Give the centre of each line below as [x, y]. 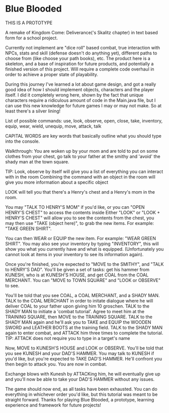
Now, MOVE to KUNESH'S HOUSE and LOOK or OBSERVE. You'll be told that [84, 348]
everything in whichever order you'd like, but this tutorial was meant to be [81, 394]
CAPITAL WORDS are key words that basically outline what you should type [83, 136]
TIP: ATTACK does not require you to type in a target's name [68, 338]
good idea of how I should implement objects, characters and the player [80, 89]
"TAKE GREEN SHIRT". [28, 228]
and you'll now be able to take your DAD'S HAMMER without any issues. [80, 379]
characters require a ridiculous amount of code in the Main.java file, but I [80, 100]
